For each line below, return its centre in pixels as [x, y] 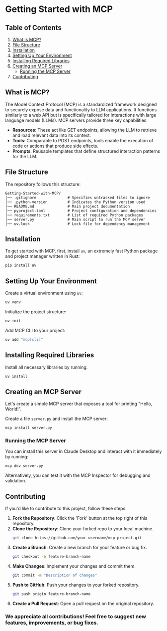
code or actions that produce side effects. [55, 146]
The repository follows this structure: [43, 184]
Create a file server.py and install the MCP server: [56, 419]
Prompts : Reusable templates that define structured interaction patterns [86, 151]
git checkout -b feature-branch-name [51, 556]
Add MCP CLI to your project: [35, 330]
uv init [13, 321]
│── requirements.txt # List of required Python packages [74, 215]
